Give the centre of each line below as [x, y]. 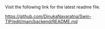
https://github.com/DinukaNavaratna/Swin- [48, 16]
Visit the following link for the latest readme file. [53, 7]
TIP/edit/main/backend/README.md [41, 22]
